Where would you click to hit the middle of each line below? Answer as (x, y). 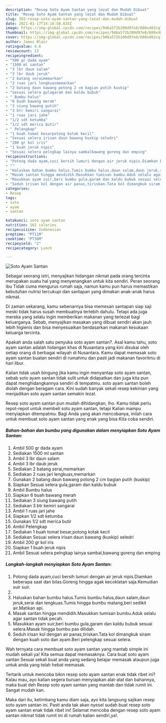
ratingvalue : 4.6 (23, 46)
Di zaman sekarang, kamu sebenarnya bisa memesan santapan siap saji (79, 306)
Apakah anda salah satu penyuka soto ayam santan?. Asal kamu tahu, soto (81, 342)
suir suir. (21, 587)
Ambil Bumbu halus (32, 490)
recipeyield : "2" (23, 243)
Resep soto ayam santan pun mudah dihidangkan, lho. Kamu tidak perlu (79, 403)
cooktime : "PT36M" (24, 239)
